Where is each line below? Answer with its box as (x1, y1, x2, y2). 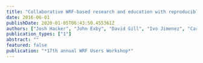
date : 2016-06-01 (6, 14, 50, 20)
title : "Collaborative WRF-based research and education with (6, 8, 166, 15)
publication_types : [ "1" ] (6, 31, 71, 37)
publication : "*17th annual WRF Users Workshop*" (6, 48, 134, 54)
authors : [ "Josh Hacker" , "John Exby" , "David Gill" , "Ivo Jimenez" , (6, 25, 185, 32)
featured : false (6, 43, 47, 49)
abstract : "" (6, 37, 39, 43)
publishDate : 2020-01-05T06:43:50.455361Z (6, 20, 115, 26)
